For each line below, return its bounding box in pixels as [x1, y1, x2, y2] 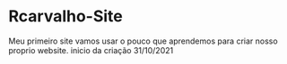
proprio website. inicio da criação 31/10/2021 [8, 44, 174, 55]
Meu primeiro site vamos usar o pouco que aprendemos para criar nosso [8, 36, 279, 46]
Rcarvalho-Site [8, 6, 123, 27]
